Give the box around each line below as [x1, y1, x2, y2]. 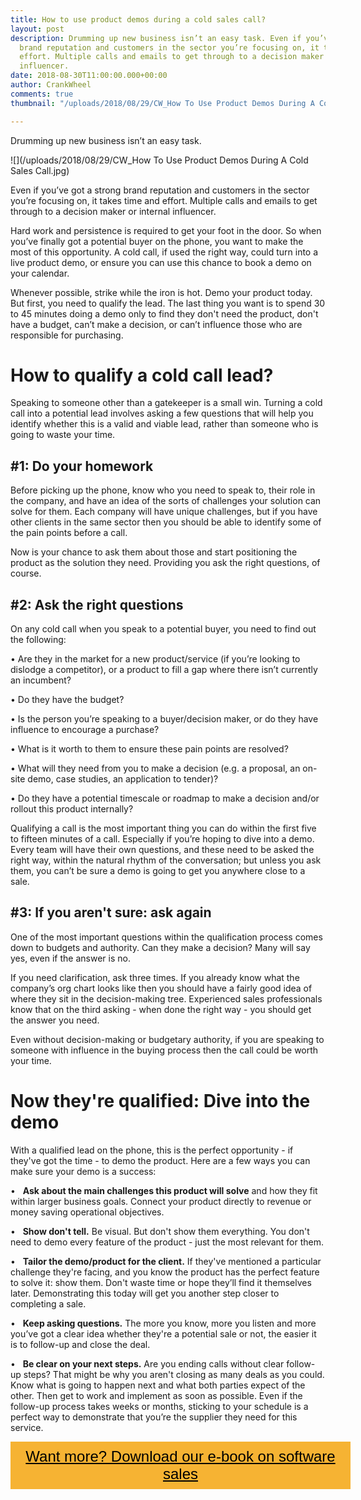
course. [10, 567, 42, 580]
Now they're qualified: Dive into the [10, 1090, 311, 1113]
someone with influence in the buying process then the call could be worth [10, 1044, 319, 1056]
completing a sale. [10, 1297, 87, 1310]
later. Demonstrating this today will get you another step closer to [10, 1287, 280, 1299]
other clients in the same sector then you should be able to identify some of [10, 516, 322, 528]
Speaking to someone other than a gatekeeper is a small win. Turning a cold [10, 397, 323, 409]
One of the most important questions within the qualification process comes [10, 931, 323, 943]
